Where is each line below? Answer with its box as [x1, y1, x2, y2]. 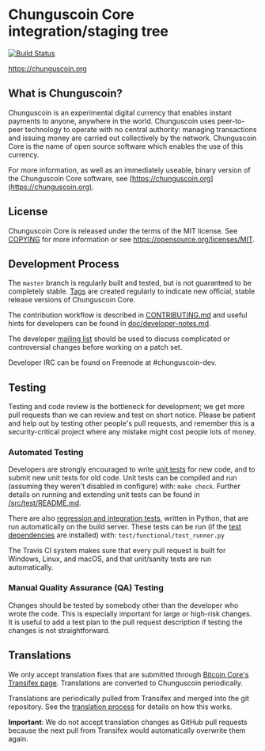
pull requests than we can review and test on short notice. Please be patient [8, 410, 256, 420]
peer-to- [217, 116, 245, 126]
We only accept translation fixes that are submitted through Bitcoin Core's [8, 669, 249, 679]
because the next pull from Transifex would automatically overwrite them [8, 726, 246, 735]
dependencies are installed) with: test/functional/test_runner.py [8, 530, 225, 540]
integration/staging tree [8, 22, 168, 40]
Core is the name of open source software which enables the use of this [8, 141, 244, 151]
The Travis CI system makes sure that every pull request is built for [8, 546, 226, 556]
